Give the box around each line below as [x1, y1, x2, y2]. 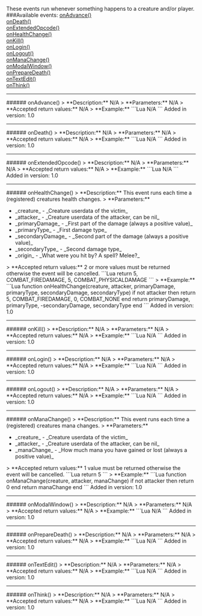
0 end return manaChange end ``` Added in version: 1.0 [6, 484, 142, 490]
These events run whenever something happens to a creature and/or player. [6, 5, 195, 12]
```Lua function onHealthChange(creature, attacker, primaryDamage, [6, 282, 176, 290]
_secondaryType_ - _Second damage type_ [14, 246, 122, 252]
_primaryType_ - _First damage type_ [14, 227, 107, 233]
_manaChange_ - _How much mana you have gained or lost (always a [14, 447, 188, 453]
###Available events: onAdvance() [6, 11, 92, 19]
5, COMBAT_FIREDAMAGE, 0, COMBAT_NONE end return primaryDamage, [6, 296, 191, 302]
